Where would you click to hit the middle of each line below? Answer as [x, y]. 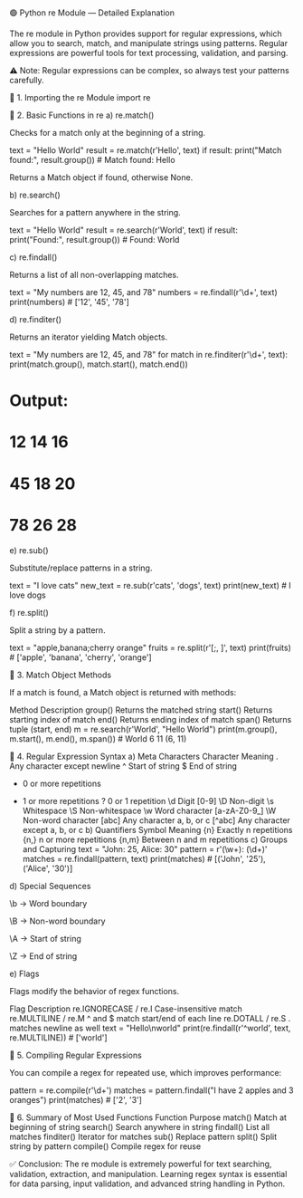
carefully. [27, 80]
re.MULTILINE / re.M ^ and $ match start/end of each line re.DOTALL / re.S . [150, 1018]
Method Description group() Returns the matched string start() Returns [141, 710]
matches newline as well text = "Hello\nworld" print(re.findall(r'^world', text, [150, 1028]
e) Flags [24, 973]
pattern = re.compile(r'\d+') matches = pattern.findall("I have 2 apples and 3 [151, 1090]
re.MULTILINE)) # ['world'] [58, 1037]
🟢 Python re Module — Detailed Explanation [92, 13]
